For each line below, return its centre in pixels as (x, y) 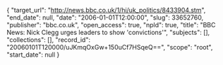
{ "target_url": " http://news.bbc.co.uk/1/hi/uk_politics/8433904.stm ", (106, 10)
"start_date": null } (33, 55)
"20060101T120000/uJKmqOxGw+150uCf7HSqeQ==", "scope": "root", (110, 47)
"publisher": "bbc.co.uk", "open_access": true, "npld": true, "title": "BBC (111, 25)
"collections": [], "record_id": (49, 40)
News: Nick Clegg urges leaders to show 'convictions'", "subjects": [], (108, 32)
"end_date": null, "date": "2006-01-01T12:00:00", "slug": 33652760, (105, 17)
